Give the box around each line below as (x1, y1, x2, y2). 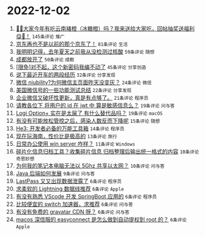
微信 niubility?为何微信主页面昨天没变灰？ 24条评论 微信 (15, 78, 152, 86)
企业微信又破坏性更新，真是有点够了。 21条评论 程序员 (15, 93, 149, 101)
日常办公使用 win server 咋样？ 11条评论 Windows (15, 140, 135, 147)
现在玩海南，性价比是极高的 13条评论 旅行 (15, 132, 117, 140)
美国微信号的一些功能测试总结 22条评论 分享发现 (15, 86, 132, 93)
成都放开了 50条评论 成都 (15, 55, 75, 63)
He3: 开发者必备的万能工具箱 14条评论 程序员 (15, 124, 125, 132)
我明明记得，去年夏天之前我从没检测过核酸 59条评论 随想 (15, 47, 155, 55)
